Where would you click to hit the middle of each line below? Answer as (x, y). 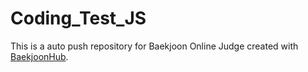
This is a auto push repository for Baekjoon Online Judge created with (154, 46)
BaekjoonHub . (39, 56)
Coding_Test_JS (78, 18)
